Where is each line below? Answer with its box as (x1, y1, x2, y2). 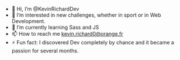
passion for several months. (11, 47, 79, 54)
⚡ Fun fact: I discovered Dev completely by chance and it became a (11, 39, 174, 46)
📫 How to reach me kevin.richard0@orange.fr (11, 31, 124, 37)
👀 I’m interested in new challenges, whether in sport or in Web (11, 12, 161, 18)
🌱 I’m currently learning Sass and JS (11, 24, 99, 31)
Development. (11, 18, 46, 24)
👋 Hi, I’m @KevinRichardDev (11, 6, 79, 12)
